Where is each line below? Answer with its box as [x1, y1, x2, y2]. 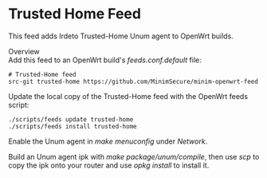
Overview [8, 46, 40, 56]
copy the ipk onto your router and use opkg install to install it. [8, 160, 210, 170]
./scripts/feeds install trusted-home [8, 122, 137, 130]
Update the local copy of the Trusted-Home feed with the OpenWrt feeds [8, 91, 249, 101]
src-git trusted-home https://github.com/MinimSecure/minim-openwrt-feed [8, 77, 259, 85]
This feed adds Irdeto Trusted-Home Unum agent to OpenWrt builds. [8, 31, 234, 41]
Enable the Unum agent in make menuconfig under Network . [8, 136, 208, 146]
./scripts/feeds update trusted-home [8, 115, 134, 124]
